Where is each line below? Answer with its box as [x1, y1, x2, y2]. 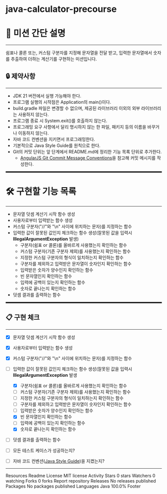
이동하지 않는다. [18, 130, 49, 136]
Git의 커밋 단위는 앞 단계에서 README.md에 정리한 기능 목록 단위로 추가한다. [12, 148, 162, 154]
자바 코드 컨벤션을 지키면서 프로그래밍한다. [12, 136, 96, 142]
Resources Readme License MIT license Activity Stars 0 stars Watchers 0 [5, 473, 156, 479]
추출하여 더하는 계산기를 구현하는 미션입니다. [10, 56, 97, 62]
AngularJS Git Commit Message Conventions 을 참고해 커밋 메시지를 [20, 155, 156, 161]
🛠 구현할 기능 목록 [5, 186, 76, 197]
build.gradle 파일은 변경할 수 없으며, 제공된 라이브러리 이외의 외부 [12, 105, 140, 111]
